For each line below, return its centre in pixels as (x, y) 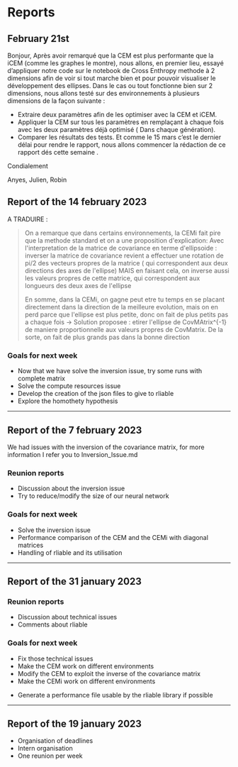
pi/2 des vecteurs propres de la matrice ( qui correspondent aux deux (126, 263)
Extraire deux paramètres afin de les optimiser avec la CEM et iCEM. (117, 115)
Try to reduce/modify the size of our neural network (93, 496)
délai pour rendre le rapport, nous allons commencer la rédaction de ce (121, 145)
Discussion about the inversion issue (71, 489)
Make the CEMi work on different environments (86, 681)
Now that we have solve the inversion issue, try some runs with (110, 371)
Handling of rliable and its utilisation (70, 552)
